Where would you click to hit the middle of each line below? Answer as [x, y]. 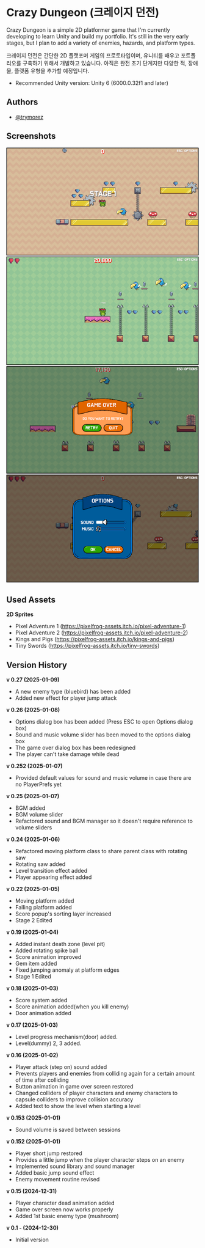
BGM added [30, 808]
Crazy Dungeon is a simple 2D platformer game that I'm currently [88, 30]
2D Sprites [20, 614]
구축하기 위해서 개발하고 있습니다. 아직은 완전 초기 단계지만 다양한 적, [105, 63]
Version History [37, 665]
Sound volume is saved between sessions [68, 1130]
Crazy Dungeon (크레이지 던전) [83, 13]
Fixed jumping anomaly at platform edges [67, 970]
